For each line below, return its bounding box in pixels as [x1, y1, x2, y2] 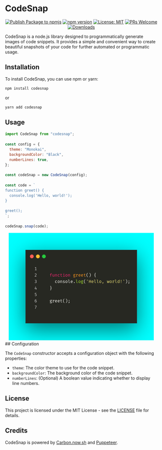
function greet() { [5, 188, 44, 193]
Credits [5, 427, 28, 435]
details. [5, 412, 20, 418]
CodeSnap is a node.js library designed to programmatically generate [5, 33, 144, 39]
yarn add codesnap [5, 105, 42, 110]
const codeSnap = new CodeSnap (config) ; [5, 173, 88, 178]
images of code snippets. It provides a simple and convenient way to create [5, 38, 156, 44]
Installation [5, 63, 40, 71]
